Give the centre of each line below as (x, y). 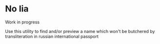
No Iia (17, 9)
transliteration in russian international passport (52, 36)
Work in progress (22, 22)
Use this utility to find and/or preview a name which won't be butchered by (80, 31)
